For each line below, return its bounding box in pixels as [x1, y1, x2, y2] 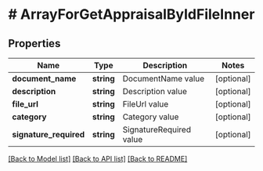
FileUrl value [122, 99, 169, 109]
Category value [122, 111, 179, 122]
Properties [8, 37, 61, 50]
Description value [122, 86, 188, 96]
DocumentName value [122, 73, 205, 84]
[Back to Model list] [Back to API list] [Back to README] [8, 155, 188, 163]
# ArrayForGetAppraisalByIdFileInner [8, 5, 255, 24]
